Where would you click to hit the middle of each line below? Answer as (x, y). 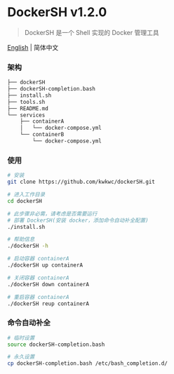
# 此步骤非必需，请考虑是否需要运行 (52, 214)
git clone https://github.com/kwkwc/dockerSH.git (81, 182)
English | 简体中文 (33, 47)
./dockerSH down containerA (48, 284)
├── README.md (28, 108)
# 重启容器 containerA (38, 297)
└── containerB (42, 135)
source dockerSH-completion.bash (56, 345)
